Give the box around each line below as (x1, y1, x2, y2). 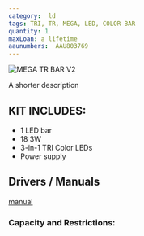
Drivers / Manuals (8, 175, 100, 189)
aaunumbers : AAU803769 (8, 42, 89, 50)
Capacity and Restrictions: (8, 216, 116, 228)
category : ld (8, 11, 57, 20)
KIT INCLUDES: (8, 103, 87, 118)
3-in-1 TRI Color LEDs (19, 142, 93, 152)
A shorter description (8, 81, 79, 90)
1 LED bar (19, 125, 53, 135)
